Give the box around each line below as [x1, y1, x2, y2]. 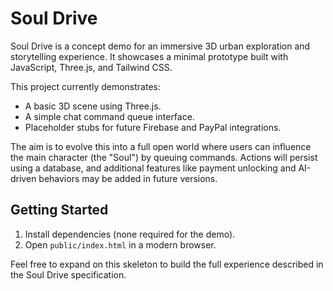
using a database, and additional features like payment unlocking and [10, 162, 297, 174]
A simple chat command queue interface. [24, 110, 195, 122]
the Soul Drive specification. [10, 268, 127, 281]
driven [10, 172, 37, 184]
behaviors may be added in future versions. [38, 172, 218, 184]
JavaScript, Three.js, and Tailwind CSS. [10, 61, 173, 73]
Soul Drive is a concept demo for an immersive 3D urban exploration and [10, 40, 311, 52]
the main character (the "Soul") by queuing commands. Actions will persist [10, 151, 318, 163]
